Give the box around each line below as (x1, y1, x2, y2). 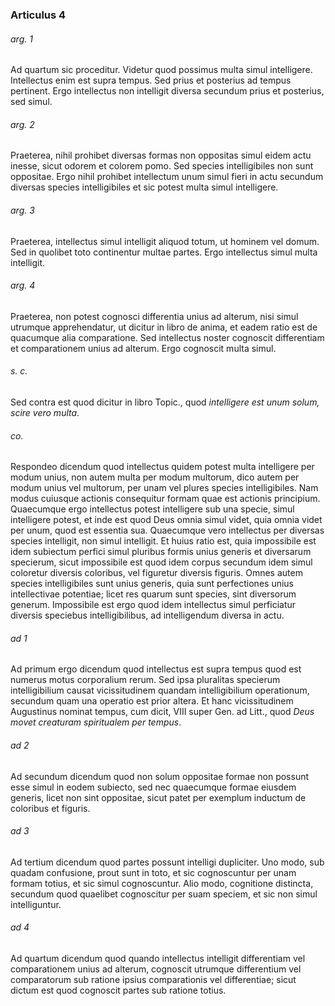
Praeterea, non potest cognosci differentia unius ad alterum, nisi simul (10, 310, 299, 322)
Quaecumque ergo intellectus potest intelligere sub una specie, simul (10, 503, 295, 515)
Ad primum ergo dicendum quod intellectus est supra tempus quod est (10, 663, 302, 675)
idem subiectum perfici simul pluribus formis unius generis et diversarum (10, 546, 312, 558)
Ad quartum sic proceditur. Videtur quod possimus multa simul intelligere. (10, 64, 313, 76)
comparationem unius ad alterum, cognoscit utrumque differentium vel (10, 963, 302, 975)
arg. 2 (10, 118, 35, 130)
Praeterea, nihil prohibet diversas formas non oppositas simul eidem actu (10, 149, 312, 162)
